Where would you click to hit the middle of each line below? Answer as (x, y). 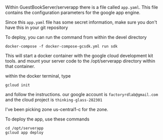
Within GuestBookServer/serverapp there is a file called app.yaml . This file (81, 7)
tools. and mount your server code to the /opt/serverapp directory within (80, 61)
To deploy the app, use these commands (47, 119)
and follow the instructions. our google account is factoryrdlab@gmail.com (82, 94)
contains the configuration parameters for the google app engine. (73, 12)
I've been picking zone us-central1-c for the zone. (57, 109)
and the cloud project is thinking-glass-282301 (54, 100)
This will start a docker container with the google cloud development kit (79, 55)
